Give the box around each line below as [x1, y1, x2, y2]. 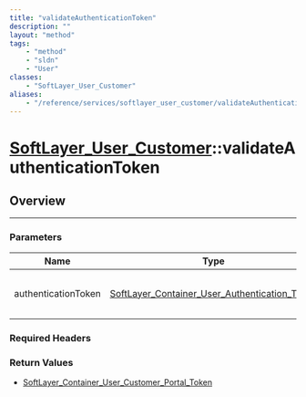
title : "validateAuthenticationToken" [9, 13, 157, 23]
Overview [9, 193, 66, 208]
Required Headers [9, 331, 91, 344]
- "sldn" [25, 56, 59, 65]
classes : [9, 73, 43, 82]
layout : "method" [9, 30, 76, 39]
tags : [9, 38, 30, 48]
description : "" [9, 22, 71, 31]
